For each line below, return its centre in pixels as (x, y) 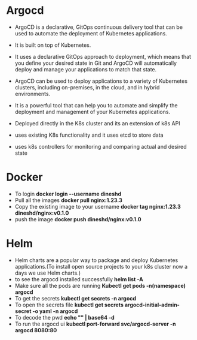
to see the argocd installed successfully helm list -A (79, 279)
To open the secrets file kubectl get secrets (69, 305)
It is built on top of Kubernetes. (53, 45)
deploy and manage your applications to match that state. (86, 69)
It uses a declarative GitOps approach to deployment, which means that (103, 56)
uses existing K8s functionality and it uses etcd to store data (89, 135)
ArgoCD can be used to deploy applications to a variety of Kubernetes (101, 81)
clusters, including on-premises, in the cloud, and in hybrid (87, 87)
